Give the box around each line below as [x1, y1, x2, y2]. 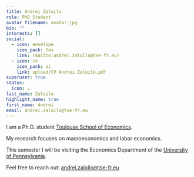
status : [6, 80, 25, 86]
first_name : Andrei [6, 101, 54, 108]
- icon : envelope [11, 42, 54, 48]
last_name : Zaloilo [6, 91, 54, 97]
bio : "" [6, 25, 25, 31]
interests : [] [6, 31, 41, 37]
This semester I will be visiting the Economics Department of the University [6, 146, 188, 153]
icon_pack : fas [16, 47, 54, 53]
